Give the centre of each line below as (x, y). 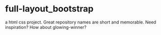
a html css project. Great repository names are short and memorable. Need (81, 22)
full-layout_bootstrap (49, 9)
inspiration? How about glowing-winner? (46, 27)
